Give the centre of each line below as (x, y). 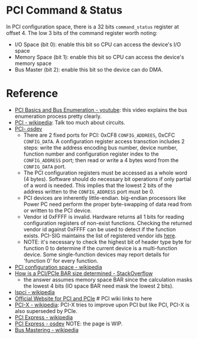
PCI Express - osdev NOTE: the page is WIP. (69, 324)
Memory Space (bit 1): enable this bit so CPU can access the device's (99, 57)
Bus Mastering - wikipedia (46, 330)
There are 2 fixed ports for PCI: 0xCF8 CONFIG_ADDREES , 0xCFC (99, 135)
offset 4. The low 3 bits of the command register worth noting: (82, 33)
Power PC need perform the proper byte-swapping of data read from (108, 204)
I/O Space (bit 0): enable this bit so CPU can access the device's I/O (98, 44)
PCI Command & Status (64, 10)
